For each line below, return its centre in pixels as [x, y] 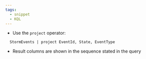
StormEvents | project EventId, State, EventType [62, 42]
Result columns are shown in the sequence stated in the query [77, 51]
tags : [11, 10]
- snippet [20, 14]
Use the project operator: [39, 33]
